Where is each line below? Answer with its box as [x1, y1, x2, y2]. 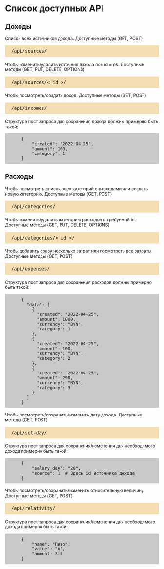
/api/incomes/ [11, 106, 47, 111]
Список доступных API [5, 3, 104, 14]
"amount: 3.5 [31, 551, 63, 556]
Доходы [5, 22, 32, 31]
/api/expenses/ [11, 266, 50, 272]
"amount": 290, [37, 375, 73, 380]
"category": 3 [37, 385, 71, 390]
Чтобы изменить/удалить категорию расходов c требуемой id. [5, 217, 136, 222]
